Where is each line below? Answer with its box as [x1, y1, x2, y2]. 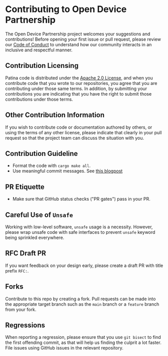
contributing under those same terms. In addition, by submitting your [5, 85, 147, 92]
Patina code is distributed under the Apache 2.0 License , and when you [5, 74, 153, 81]
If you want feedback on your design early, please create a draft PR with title [5, 262, 163, 269]
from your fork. [5, 306, 37, 312]
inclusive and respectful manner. [5, 47, 73, 53]
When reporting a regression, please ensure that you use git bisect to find [5, 334, 161, 340]
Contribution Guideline [5, 149, 78, 158]
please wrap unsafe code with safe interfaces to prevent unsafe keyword [5, 229, 155, 235]
